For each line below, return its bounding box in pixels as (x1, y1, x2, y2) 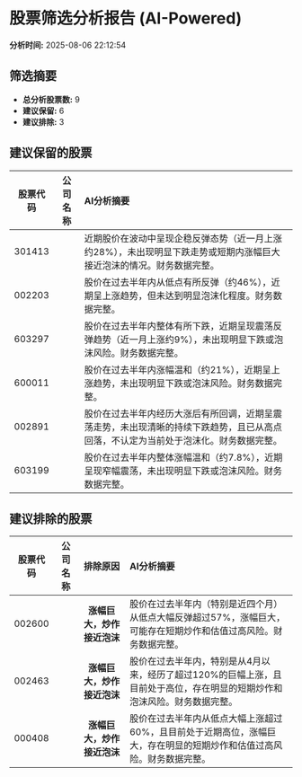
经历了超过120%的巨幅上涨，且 (147, 668, 282, 681)
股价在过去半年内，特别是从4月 (129, 655, 262, 667)
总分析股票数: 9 (22, 93, 81, 104)
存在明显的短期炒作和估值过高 (147, 739, 274, 752)
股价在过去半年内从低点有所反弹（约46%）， (84, 276, 271, 288)
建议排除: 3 (22, 116, 65, 127)
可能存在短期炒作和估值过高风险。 (129, 625, 274, 638)
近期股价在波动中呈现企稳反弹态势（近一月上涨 (84, 232, 283, 244)
